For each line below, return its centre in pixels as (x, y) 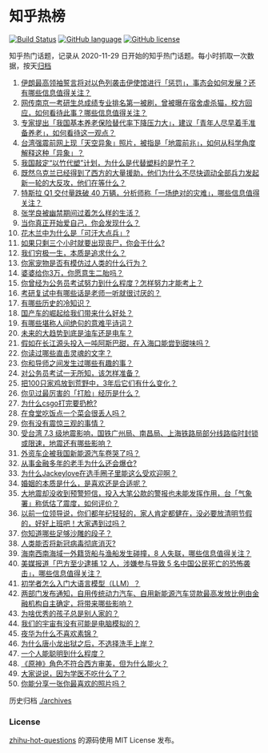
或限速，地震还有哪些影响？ (66, 443)
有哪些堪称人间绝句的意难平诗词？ (77, 323)
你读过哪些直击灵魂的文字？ (66, 352)
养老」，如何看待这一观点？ (72, 132)
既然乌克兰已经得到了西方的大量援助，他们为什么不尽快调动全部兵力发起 (140, 172)
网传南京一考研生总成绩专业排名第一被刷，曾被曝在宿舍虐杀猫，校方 (133, 103)
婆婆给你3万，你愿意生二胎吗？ (72, 272)
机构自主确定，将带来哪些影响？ (80, 603)
